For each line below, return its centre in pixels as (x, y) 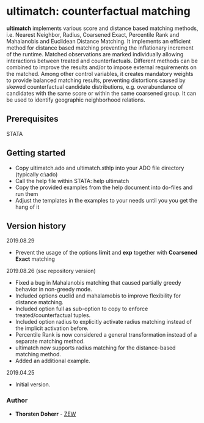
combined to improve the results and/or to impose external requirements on (101, 67)
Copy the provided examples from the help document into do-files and (104, 187)
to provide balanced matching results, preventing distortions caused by (96, 80)
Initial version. (33, 384)
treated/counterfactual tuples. (53, 315)
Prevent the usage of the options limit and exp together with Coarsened (106, 253)
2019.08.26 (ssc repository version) (51, 271)
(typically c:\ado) (36, 174)
